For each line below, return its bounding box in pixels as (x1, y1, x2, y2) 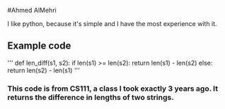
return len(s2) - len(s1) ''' (7, 66, 80, 75)
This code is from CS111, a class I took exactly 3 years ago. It (7, 84, 218, 94)
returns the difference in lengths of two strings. (7, 92, 175, 102)
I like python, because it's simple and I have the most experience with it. (7, 20, 217, 27)
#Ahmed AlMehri (7, 6, 57, 14)
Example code (7, 40, 71, 52)
